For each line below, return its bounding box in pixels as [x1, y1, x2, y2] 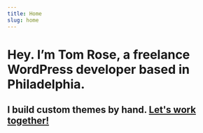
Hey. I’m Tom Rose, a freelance [7, 47, 190, 63]
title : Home [7, 10, 42, 17]
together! [7, 115, 50, 127]
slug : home [7, 17, 39, 24]
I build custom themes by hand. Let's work [7, 104, 196, 116]
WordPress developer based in [7, 61, 190, 77]
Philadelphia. [7, 76, 85, 92]
